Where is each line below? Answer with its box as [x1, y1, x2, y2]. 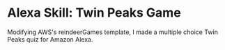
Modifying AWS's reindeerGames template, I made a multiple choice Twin [7, 28, 218, 36]
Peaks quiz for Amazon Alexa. [7, 35, 93, 43]
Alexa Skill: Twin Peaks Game [7, 5, 181, 21]
